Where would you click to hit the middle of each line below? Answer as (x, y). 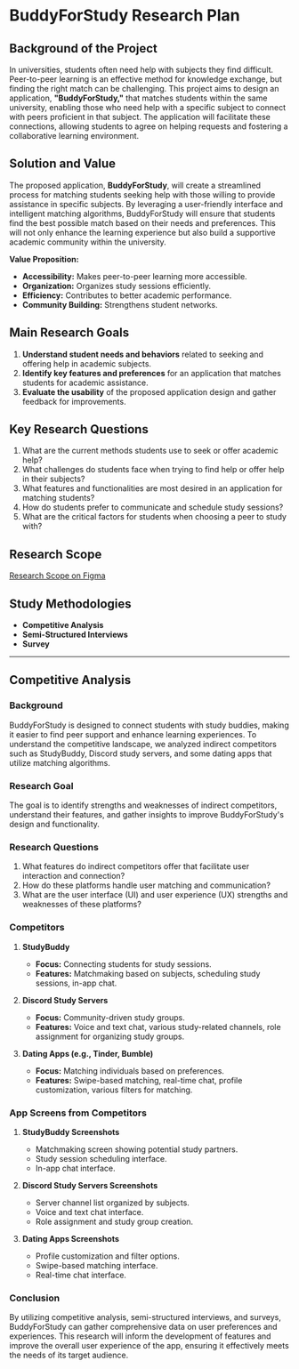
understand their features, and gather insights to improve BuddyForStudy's (147, 815)
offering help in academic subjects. (87, 363)
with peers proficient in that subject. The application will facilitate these (140, 117)
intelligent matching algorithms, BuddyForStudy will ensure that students (142, 213)
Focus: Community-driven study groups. (110, 1017)
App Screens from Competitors (78, 1113)
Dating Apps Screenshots (71, 1238)
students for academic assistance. (85, 383)
